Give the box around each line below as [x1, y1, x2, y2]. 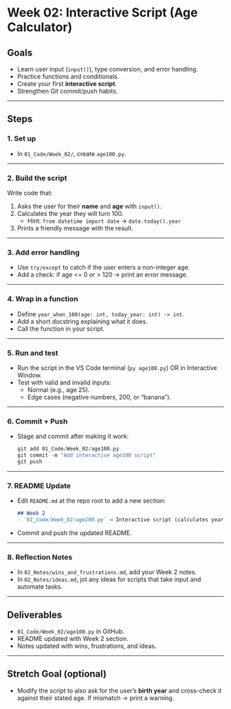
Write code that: [7, 188, 53, 197]
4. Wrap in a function [7, 294, 78, 304]
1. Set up [7, 134, 36, 144]
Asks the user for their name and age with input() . [16, 201, 162, 210]
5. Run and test [7, 348, 58, 358]
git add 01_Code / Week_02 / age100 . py [16, 446, 120, 452]
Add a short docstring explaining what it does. [16, 317, 148, 325]
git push [16, 458, 43, 465]
